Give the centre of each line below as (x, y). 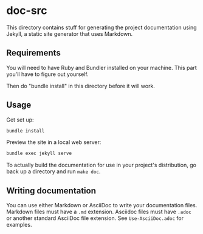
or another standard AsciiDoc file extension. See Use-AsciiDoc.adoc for (95, 218)
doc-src (27, 11)
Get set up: (20, 120)
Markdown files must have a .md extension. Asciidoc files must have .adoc (99, 212)
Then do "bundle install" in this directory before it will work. (81, 86)
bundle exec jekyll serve (39, 153)
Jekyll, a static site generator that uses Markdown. (70, 33)
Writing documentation (51, 191)
